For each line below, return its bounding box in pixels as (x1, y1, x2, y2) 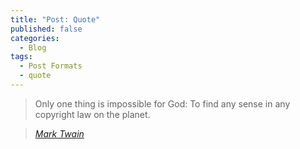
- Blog (19, 42, 47, 53)
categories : (10, 33, 60, 43)
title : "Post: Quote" (10, 14, 101, 25)
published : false (10, 24, 83, 34)
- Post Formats (19, 61, 83, 71)
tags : (10, 52, 33, 62)
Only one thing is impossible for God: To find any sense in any (34, 97, 291, 110)
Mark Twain (34, 127, 85, 140)
